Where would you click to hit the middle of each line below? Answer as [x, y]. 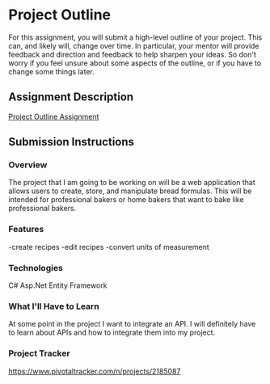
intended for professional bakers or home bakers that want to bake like [126, 200]
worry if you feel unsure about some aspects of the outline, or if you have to [135, 63]
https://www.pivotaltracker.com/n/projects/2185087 [95, 371]
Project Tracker [39, 353]
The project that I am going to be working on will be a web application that [132, 183]
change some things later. [51, 71]
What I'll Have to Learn [54, 306]
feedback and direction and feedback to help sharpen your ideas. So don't [133, 54]
